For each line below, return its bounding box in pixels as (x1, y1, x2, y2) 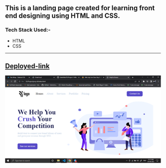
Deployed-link (5, 62, 50, 71)
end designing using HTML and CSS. (5, 12, 120, 20)
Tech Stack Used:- (5, 27, 51, 34)
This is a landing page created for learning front (5, 4, 155, 12)
